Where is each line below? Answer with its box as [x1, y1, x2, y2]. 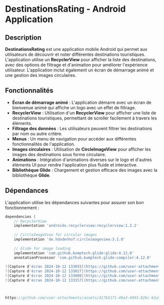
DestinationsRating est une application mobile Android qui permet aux [5, 47, 147, 52]
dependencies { [5, 214, 36, 219]
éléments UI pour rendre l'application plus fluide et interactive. [12, 162, 138, 167]
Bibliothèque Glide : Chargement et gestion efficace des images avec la [12, 167, 158, 173]
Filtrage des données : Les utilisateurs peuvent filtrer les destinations [12, 125, 152, 131]
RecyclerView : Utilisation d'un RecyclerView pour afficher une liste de [12, 110, 156, 116]
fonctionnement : [5, 205, 40, 211]
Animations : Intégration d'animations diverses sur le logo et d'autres [12, 157, 152, 163]
